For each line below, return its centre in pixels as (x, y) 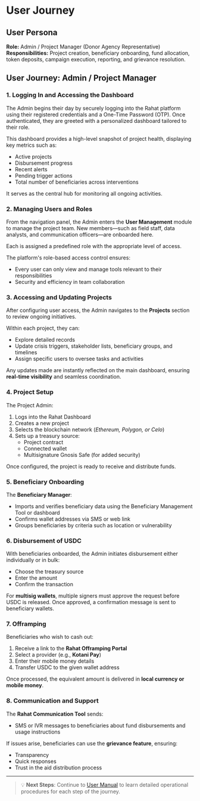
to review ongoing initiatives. (41, 317)
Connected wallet (45, 449)
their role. (18, 127)
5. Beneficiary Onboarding (45, 482)
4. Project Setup (30, 392)
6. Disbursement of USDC (44, 540)
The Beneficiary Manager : (39, 494)
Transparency (32, 754)
